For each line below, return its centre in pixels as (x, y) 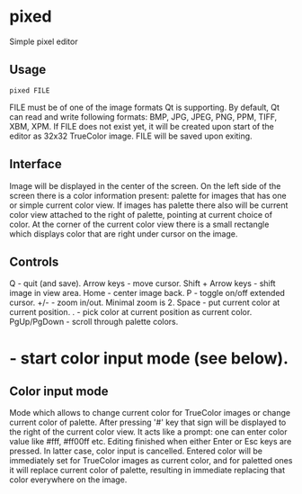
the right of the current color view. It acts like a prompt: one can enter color (148, 432)
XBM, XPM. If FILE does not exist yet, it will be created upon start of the (142, 126)
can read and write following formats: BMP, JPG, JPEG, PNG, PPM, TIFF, (143, 117)
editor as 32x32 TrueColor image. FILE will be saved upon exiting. (131, 136)
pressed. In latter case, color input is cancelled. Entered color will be (136, 451)
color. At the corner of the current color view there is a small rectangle (139, 224)
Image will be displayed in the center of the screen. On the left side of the (145, 185)
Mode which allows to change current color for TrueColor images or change (150, 413)
